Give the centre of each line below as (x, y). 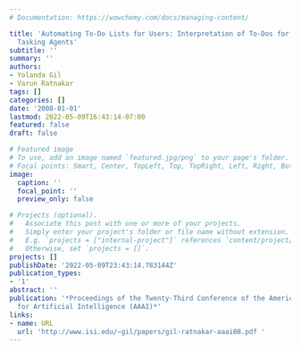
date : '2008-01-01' (46, 108)
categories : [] (37, 100)
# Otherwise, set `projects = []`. (79, 248)
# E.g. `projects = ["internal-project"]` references (115, 240)
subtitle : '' (33, 50)
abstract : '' (33, 290)
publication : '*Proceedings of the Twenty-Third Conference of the (137, 298)
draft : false (33, 133)
